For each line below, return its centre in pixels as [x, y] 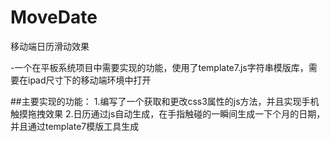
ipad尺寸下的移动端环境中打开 [89, 80]
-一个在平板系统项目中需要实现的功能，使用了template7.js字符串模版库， [159, 67]
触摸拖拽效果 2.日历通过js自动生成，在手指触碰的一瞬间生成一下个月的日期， [168, 113]
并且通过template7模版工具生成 [75, 126]
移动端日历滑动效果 [50, 46]
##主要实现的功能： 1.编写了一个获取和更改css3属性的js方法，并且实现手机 [165, 101]
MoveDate [54, 17]
